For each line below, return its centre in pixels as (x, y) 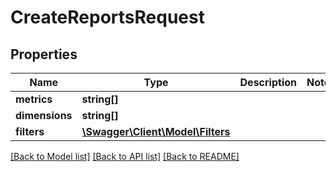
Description (268, 82)
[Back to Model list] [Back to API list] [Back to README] (125, 156)
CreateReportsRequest (107, 17)
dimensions (44, 115)
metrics (34, 99)
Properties (44, 54)
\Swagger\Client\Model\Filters (156, 131)
